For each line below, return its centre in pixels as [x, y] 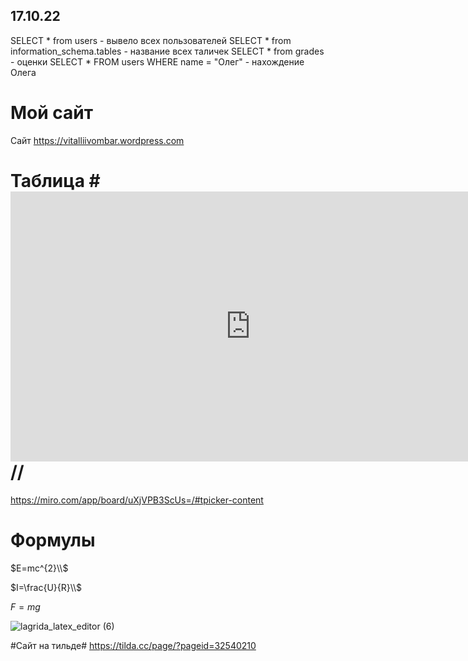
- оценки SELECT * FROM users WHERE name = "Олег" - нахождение [157, 61]
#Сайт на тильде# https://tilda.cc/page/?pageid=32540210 [133, 645]
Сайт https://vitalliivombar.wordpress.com [97, 140]
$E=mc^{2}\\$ [39, 568]
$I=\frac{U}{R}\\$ [46, 587]
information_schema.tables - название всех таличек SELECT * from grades [167, 51]
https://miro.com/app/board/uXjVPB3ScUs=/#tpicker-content [137, 500]
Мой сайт [52, 113]
